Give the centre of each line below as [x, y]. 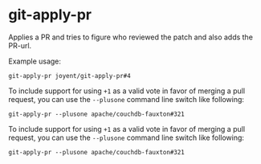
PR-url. [20, 45]
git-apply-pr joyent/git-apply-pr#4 [69, 76]
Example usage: [35, 61]
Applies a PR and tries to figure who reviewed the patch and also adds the [130, 37]
